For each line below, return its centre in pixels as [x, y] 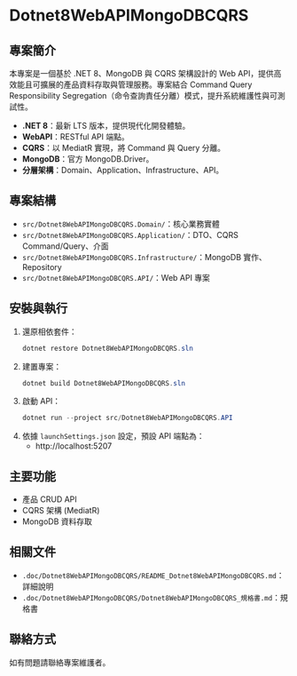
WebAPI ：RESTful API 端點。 [76, 137]
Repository [42, 266]
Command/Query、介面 [65, 246]
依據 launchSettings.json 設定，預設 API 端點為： [113, 436]
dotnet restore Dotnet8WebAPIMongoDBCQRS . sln [107, 348]
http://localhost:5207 [74, 446]
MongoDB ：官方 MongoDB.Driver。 [88, 159]
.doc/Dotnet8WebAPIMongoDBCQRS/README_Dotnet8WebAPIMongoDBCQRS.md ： [153, 575]
